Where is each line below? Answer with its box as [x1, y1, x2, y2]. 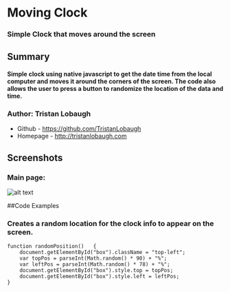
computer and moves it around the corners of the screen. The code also [7, 77, 216, 85]
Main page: [7, 172, 46, 182]
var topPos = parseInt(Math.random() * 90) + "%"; [19, 255, 168, 262]
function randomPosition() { [7, 243, 97, 250]
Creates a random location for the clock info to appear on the [7, 219, 214, 228]
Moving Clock [7, 5, 88, 21]
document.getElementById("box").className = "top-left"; [19, 249, 186, 256]
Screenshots [7, 152, 63, 163]
